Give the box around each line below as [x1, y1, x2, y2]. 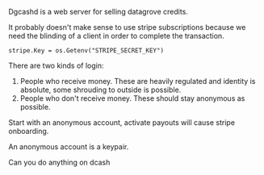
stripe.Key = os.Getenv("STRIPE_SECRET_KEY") [8, 47, 164, 55]
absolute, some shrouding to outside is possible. [19, 85, 182, 94]
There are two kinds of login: [8, 60, 104, 70]
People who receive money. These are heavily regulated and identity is [19, 77, 256, 85]
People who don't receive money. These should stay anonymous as [19, 94, 245, 103]
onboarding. [8, 127, 49, 135]
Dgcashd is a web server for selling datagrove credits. [8, 7, 188, 16]
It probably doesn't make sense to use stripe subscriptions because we [8, 23, 246, 31]
